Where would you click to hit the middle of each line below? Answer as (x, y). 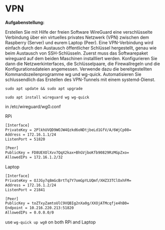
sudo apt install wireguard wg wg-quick (47, 97)
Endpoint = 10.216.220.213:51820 (40, 208)
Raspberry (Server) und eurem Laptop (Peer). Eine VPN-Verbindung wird (79, 42)
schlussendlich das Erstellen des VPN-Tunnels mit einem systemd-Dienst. (80, 79)
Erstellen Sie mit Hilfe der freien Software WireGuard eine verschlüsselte (79, 32)
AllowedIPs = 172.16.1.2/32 (34, 157)
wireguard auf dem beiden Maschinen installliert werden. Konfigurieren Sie (81, 58)
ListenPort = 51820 (25, 139)
